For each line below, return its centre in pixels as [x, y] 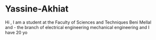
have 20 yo [16, 32]
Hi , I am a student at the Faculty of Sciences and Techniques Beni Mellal [78, 22]
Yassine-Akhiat [37, 9]
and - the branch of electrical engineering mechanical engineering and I [77, 27]
